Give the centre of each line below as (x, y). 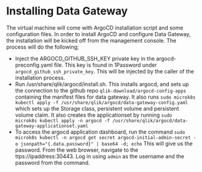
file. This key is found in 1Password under (106, 65)
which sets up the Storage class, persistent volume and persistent (97, 108)
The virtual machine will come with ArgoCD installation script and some (95, 28)
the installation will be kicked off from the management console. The (91, 40)
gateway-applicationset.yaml (52, 126)
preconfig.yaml (34, 65)
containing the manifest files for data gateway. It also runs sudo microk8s (105, 97)
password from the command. (52, 162)
